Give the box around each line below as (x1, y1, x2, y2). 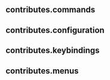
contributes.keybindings (5, 45, 100, 56)
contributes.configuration (5, 25, 105, 35)
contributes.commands (5, 5, 96, 15)
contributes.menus (5, 66, 79, 76)
